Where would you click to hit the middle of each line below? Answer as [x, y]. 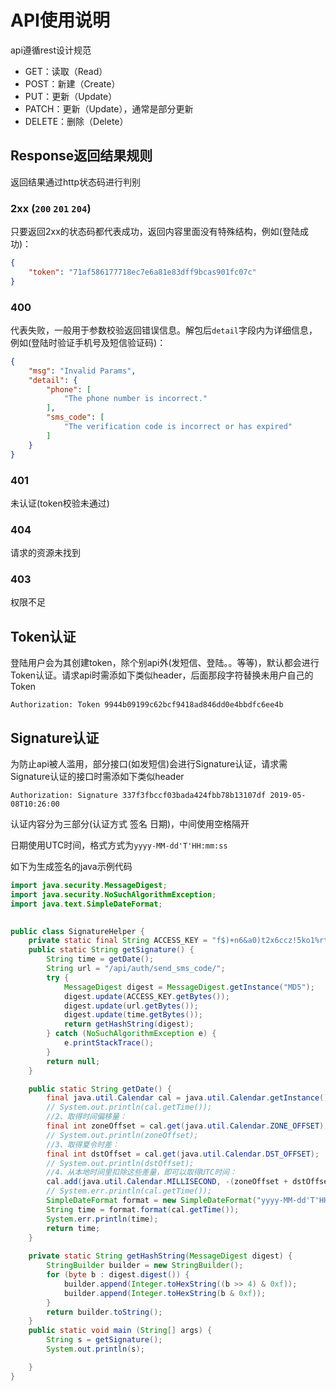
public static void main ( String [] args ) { [120, 1331]
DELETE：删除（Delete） [76, 121]
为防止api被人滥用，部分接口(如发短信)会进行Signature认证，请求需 [149, 764]
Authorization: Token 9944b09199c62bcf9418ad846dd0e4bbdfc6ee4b [147, 705]
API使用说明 [60, 20]
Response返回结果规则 [81, 156]
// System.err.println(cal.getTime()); [129, 1191]
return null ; [73, 1061]
